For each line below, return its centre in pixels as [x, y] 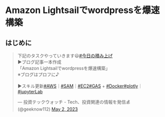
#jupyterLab [30, 91]
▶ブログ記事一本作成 [39, 62]
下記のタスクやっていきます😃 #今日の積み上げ [65, 56]
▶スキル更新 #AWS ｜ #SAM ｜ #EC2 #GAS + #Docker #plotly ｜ [80, 86]
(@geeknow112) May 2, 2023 [48, 109]
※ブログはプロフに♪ [38, 74]
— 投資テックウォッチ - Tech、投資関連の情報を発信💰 [74, 102]
